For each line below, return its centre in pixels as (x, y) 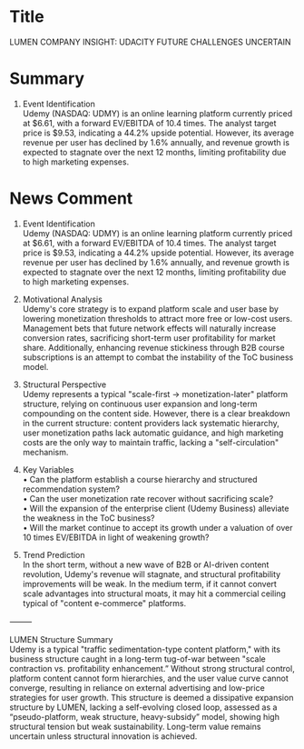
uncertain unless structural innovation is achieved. (103, 736)
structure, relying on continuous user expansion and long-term (140, 404)
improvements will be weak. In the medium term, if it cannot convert (149, 584)
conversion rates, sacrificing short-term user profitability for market (149, 337)
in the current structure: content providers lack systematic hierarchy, (151, 423)
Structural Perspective (64, 384)
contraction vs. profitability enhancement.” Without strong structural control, (152, 668)
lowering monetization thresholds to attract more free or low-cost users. (157, 318)
